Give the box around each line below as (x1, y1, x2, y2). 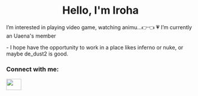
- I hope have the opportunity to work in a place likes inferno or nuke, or (6, 44, 184, 51)
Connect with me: (6, 65, 59, 73)
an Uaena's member (6, 32, 56, 39)
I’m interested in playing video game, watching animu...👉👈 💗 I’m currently (6, 23, 193, 30)
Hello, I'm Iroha (62, 4, 139, 17)
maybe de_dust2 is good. (6, 50, 69, 57)
